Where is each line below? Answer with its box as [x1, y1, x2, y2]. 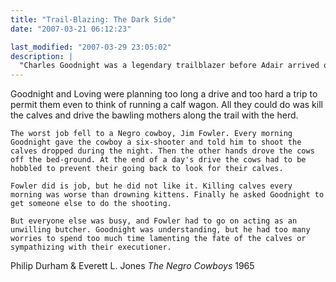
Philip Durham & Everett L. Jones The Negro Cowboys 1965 [10, 260, 255, 272]
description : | [10, 51, 74, 61]
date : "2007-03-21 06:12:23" [10, 24, 132, 34]
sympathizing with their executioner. [10, 242, 172, 253]
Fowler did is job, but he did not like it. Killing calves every [10, 181, 293, 191]
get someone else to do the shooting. [10, 199, 172, 209]
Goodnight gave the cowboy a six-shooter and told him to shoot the [10, 137, 302, 148]
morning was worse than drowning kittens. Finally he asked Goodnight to [10, 190, 325, 200]
